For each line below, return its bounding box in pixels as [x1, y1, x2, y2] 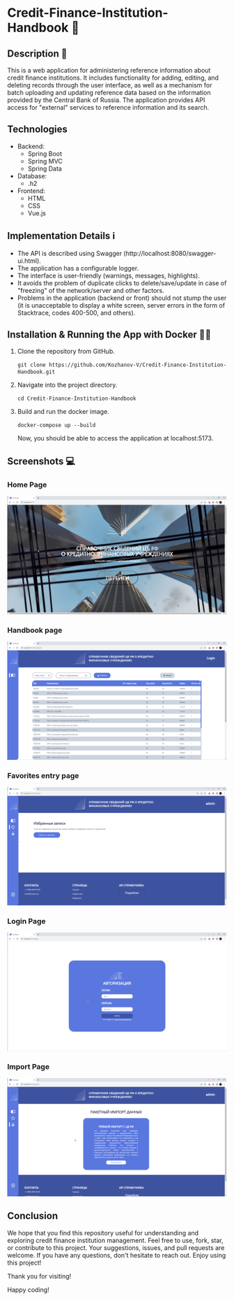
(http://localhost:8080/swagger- [123, 249, 217, 257]
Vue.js [27, 208, 47, 217]
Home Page [7, 480, 47, 489]
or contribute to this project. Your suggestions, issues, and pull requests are [7, 1243, 225, 1252]
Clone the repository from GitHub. [17, 347, 115, 356]
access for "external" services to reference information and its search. [7, 103, 210, 111]
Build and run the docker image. [17, 408, 109, 416]
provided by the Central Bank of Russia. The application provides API [7, 96, 205, 104]
